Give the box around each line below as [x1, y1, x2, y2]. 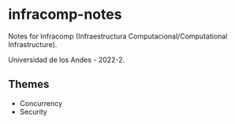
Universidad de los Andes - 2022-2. [8, 55, 125, 64]
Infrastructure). [8, 39, 58, 49]
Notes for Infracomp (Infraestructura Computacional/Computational [8, 31, 228, 41]
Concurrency [19, 98, 63, 108]
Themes [8, 78, 50, 91]
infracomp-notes [8, 5, 122, 24]
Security [19, 107, 47, 116]
